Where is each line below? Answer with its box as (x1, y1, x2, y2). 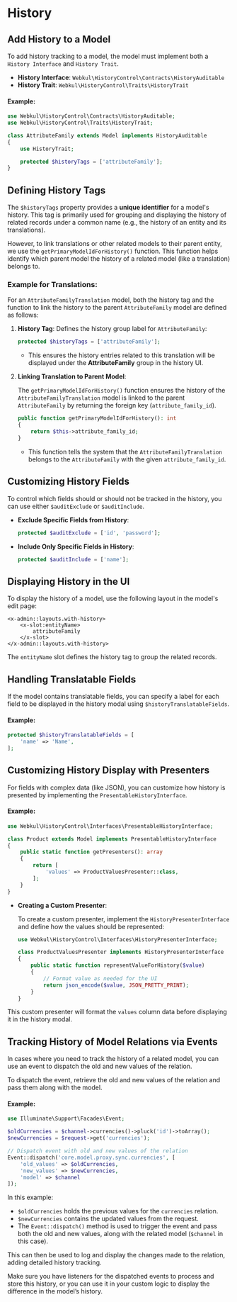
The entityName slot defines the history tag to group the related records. (7, 653, 217, 661)
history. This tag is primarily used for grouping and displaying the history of (7, 211, 227, 219)
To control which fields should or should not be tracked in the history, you (7, 494, 222, 503)
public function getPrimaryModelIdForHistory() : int (17, 415, 177, 422)
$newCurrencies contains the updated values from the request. (17, 1214, 200, 1223)
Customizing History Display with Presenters (7, 764, 210, 777)
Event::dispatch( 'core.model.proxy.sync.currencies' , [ (7, 1154, 175, 1161)
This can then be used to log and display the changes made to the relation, (7, 1251, 226, 1259)
